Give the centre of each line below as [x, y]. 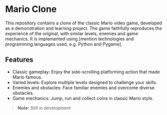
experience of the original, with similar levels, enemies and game [72, 33]
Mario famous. [27, 77]
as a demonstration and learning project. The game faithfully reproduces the [83, 28]
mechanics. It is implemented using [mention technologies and [70, 39]
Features [19, 60]
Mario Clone [31, 9]
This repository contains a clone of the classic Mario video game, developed [84, 23]
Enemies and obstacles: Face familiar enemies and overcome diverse [83, 88]
